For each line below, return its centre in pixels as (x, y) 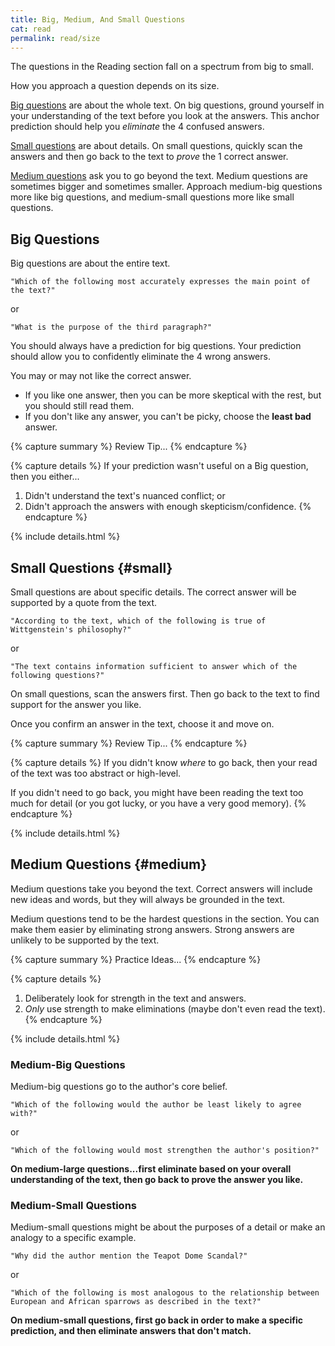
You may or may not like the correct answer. (101, 376)
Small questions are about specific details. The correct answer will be (153, 592)
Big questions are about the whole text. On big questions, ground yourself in (167, 105)
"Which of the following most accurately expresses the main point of (160, 282)
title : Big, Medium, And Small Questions (98, 19)
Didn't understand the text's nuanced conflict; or (125, 496)
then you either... (45, 477)
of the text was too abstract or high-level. (96, 773)
